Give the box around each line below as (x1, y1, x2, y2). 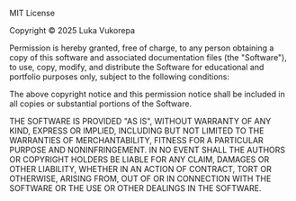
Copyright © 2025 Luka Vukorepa (9, 25, 136, 35)
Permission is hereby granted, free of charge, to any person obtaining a (9, 42, 274, 53)
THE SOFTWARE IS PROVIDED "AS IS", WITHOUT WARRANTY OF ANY (9, 116, 272, 126)
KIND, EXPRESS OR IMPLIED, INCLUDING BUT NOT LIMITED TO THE (9, 125, 265, 136)
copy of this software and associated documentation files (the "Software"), (9, 52, 288, 62)
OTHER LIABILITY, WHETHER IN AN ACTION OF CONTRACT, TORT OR (9, 164, 272, 174)
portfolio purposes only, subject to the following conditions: (9, 71, 229, 82)
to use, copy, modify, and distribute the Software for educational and (9, 62, 265, 72)
